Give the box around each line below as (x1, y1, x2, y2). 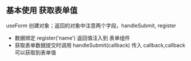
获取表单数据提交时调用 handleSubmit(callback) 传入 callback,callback (14, 41, 186, 48)
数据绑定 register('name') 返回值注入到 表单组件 (14, 34, 130, 41)
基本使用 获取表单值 (6, 5, 78, 16)
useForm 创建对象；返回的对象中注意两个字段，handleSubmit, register (6, 22, 176, 29)
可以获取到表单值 (14, 49, 56, 56)
